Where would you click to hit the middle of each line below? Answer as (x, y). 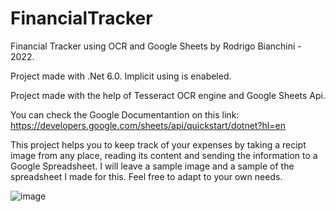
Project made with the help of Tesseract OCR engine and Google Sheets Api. (168, 95)
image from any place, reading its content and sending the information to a (164, 155)
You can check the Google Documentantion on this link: (125, 114)
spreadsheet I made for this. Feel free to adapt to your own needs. (146, 176)
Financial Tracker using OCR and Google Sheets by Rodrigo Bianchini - (156, 46)
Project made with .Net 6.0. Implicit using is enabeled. (121, 76)
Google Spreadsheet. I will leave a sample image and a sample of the (152, 166)
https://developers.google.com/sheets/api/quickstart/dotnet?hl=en (148, 125)
